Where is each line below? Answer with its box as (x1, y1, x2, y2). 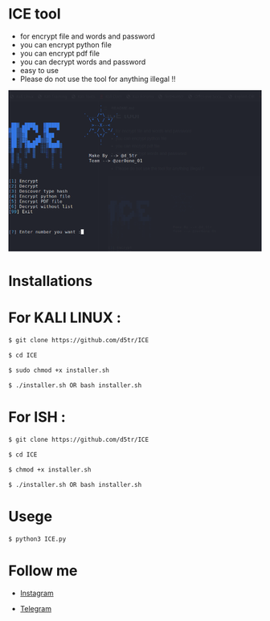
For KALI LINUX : (8, 308, 122, 327)
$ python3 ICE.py (8, 535, 67, 543)
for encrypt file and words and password (19, 31, 155, 41)
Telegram (19, 603, 52, 613)
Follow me (8, 562, 78, 579)
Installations (8, 272, 93, 290)
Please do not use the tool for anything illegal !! (19, 74, 176, 84)
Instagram (19, 588, 54, 598)
